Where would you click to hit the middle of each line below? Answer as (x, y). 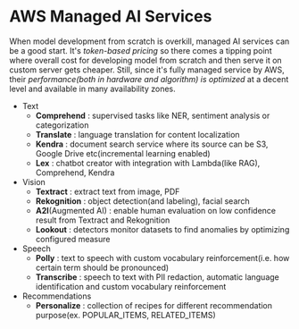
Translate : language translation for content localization (137, 134)
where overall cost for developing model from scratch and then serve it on (146, 60)
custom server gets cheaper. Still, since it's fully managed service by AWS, (147, 70)
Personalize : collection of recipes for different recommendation (154, 305)
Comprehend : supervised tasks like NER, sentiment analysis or (153, 115)
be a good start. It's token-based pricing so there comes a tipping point (141, 50)
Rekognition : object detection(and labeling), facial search (142, 201)
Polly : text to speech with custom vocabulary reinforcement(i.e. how (162, 257)
